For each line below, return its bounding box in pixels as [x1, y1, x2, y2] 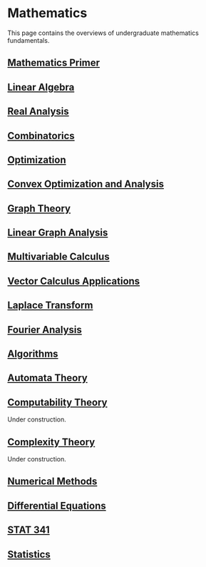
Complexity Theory [7, 436, 96, 448]
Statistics [7, 548, 51, 561]
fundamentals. [7, 36, 50, 44]
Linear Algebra [7, 81, 75, 93]
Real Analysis [7, 106, 69, 118]
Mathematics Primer [7, 57, 101, 69]
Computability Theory [7, 396, 108, 408]
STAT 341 [7, 524, 50, 536]
